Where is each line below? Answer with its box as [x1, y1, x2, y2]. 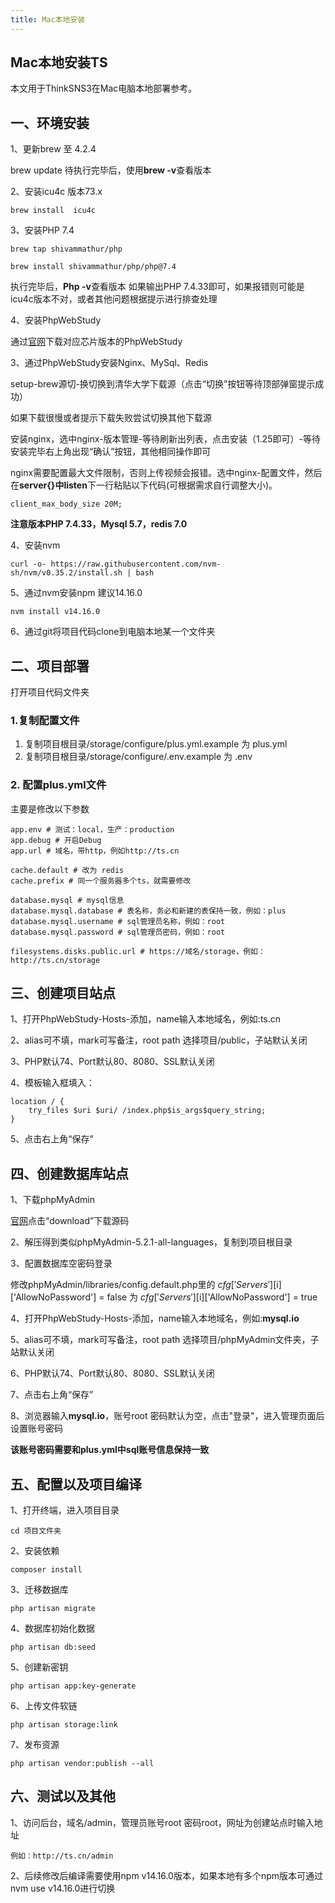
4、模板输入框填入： [10, 1077, 96, 1089]
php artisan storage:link [10, 1720, 118, 1730]
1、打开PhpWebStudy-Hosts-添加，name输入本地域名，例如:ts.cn [10, 1013, 282, 1025]
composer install [10, 1565, 83, 1575]
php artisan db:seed [10, 1642, 97, 1653]
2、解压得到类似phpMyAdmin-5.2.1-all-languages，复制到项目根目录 [10, 1236, 293, 1248]
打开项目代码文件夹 [10, 686, 90, 698]
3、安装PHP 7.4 [10, 224, 75, 236]
